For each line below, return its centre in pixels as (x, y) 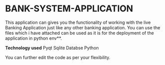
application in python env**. (34, 38)
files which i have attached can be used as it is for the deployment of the (80, 33)
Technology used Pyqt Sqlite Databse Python (52, 48)
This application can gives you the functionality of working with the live (78, 22)
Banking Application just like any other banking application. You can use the (83, 27)
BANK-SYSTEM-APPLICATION (69, 9)
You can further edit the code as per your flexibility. (58, 57)
